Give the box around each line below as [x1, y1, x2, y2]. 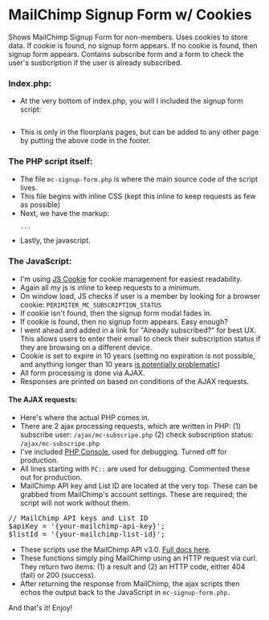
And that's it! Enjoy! [8, 602, 73, 612]
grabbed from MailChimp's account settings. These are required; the [19, 489, 247, 499]
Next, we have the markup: [19, 208, 110, 218]
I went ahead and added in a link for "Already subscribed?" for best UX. [19, 325, 257, 335]
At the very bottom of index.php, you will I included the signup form [19, 96, 243, 106]
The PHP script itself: [8, 156, 93, 167]
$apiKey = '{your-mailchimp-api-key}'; [8, 521, 165, 531]
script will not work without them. [19, 498, 131, 508]
